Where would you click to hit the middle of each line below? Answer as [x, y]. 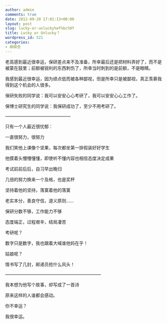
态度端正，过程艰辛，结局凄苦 [36, 222]
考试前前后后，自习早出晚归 [34, 169]
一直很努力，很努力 [25, 137]
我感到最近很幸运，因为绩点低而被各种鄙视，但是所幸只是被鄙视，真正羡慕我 [83, 78]
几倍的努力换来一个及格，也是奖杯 [40, 179]
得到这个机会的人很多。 [29, 85]
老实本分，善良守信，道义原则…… [40, 201]
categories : [17, 42]
